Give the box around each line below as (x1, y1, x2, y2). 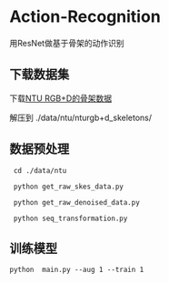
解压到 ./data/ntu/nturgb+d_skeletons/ (9, 112, 153, 123)
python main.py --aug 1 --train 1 (9, 266, 144, 275)
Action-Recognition (9, 6, 161, 27)
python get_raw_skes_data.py (13, 182, 124, 191)
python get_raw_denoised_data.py (13, 197, 141, 207)
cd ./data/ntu (13, 166, 67, 175)
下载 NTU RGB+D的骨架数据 (9, 93, 112, 104)
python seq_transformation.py (13, 214, 128, 223)
